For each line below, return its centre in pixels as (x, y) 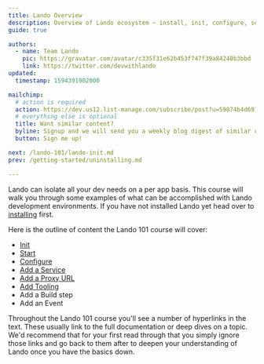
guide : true (27, 30)
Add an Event (41, 303)
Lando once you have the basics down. (71, 351)
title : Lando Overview (45, 15)
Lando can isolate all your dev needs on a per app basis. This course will (126, 189)
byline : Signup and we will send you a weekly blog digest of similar (133, 131)
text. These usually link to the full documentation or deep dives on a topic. (128, 326)
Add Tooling (39, 286)
